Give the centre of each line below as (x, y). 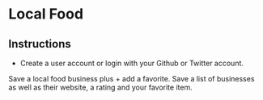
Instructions (40, 44)
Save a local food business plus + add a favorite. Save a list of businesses (131, 79)
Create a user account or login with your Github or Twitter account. (132, 63)
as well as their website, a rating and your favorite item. (100, 87)
